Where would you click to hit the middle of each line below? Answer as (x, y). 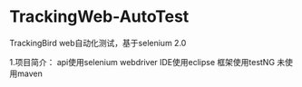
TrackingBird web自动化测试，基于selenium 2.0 (98, 43)
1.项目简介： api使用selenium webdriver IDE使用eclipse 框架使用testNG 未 (147, 62)
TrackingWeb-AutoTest (99, 17)
